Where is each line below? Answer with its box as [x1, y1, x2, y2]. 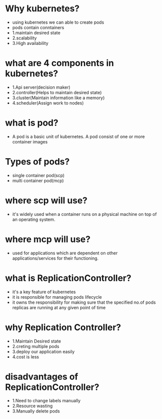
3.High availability [12, 40, 49, 46]
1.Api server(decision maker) [12, 84, 70, 90]
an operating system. [12, 216, 56, 222]
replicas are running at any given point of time [12, 304, 106, 311]
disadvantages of [5, 371, 78, 382]
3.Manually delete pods [12, 408, 60, 414]
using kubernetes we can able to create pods [12, 19, 104, 25]
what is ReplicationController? [5, 272, 131, 283]
